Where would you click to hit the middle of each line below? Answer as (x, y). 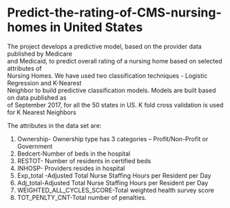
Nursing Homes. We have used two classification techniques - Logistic (107, 75)
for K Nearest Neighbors (42, 112)
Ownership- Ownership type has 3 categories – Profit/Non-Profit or (113, 138)
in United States (96, 27)
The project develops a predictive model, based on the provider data (104, 46)
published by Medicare (40, 54)
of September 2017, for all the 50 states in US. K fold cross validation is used (115, 105)
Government (35, 146)
